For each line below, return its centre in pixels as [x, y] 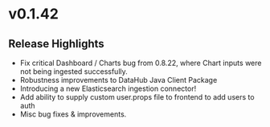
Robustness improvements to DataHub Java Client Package [119, 80]
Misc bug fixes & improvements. [73, 114]
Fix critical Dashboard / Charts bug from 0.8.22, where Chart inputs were [141, 63]
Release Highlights [56, 44]
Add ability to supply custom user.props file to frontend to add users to [137, 97]
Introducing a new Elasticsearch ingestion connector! [108, 88]
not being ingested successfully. [74, 72]
